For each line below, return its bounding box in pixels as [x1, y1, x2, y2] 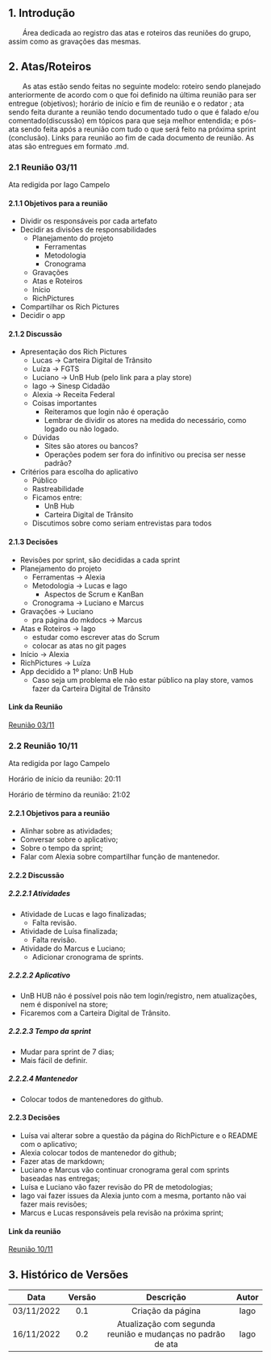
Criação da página [131, 1305, 202, 1316]
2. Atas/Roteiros [8, 60, 92, 73]
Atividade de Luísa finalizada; [19, 926, 119, 935]
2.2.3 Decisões [8, 1113, 60, 1123]
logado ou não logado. [44, 424, 119, 434]
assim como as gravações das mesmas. [8, 36, 141, 46]
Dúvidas [31, 433, 60, 442]
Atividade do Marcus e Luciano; [19, 944, 127, 953]
